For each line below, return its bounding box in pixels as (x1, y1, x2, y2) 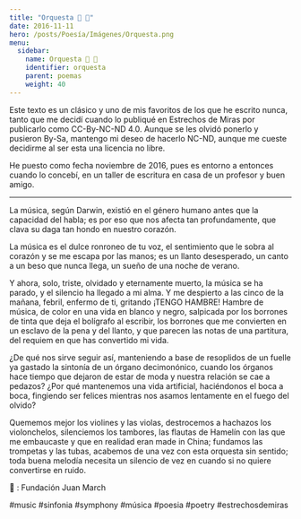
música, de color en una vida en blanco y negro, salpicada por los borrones (9, 306, 288, 316)
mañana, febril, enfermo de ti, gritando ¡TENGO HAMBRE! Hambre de (9, 297, 264, 307)
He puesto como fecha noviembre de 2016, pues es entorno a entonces (9, 160, 274, 170)
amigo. (9, 178, 35, 189)
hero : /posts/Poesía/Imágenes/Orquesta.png (9, 30, 175, 39)
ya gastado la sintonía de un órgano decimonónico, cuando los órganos (9, 361, 273, 372)
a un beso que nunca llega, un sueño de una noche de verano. (9, 260, 240, 271)
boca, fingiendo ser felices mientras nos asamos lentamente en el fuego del (9, 390, 289, 401)
